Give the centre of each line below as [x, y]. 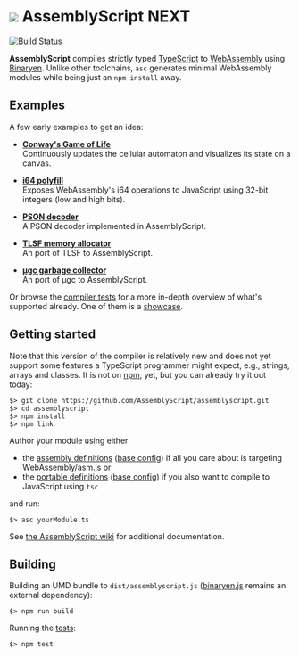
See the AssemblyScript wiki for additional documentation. [117, 536]
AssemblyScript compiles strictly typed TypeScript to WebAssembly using [147, 58]
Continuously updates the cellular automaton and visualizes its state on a [156, 153]
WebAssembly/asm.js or [66, 467]
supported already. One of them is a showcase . [96, 306]
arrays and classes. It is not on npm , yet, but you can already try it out [137, 374]
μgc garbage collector [64, 270]
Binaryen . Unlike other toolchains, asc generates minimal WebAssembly [141, 68]
